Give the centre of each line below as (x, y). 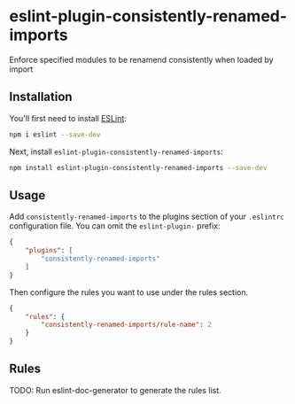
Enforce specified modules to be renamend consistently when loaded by (141, 59)
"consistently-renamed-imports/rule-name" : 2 (127, 325)
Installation (41, 97)
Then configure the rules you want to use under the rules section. (129, 292)
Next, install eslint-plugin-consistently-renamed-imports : (116, 151)
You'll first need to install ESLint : (68, 118)
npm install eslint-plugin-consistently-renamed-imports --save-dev (138, 167)
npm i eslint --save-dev (55, 135)
